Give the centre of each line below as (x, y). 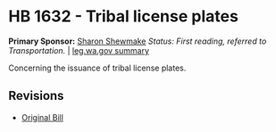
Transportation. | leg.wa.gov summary (79, 50)
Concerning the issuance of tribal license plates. (97, 68)
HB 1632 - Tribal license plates (123, 16)
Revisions (36, 96)
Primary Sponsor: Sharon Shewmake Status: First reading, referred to (138, 41)
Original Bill (42, 117)
